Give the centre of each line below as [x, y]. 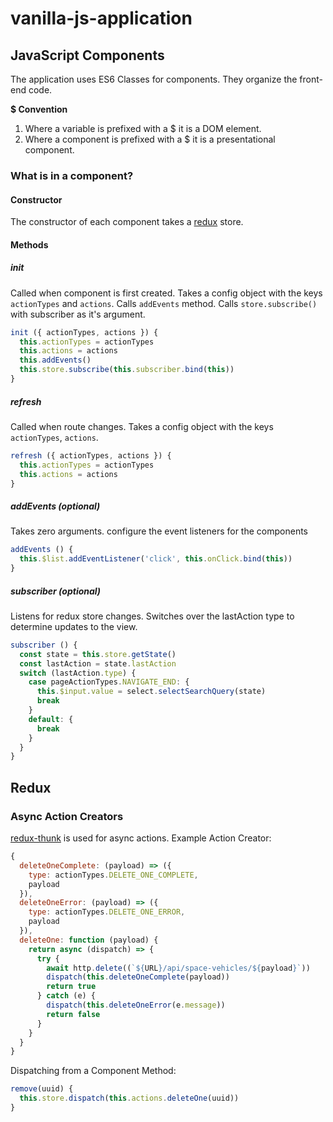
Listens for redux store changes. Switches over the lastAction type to [152, 616]
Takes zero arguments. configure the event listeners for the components [159, 531]
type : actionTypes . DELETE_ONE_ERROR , [107, 912]
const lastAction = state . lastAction [98, 663]
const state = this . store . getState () [98, 654]
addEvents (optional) [55, 506]
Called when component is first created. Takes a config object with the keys [166, 293]
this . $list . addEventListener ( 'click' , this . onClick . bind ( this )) [156, 559]
